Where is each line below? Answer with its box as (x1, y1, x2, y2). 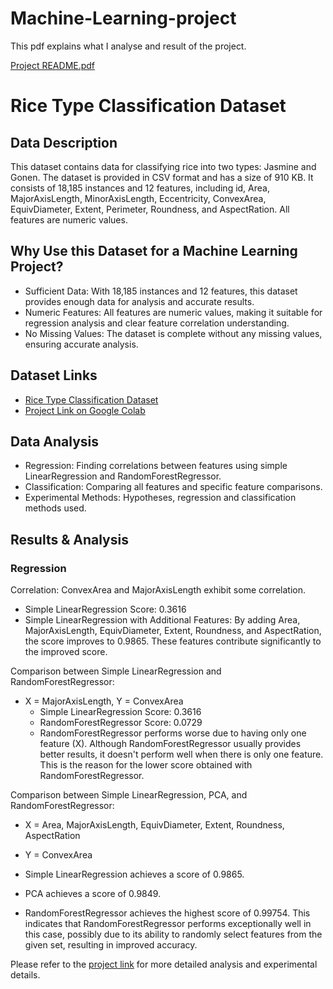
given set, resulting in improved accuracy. (24, 939, 198, 951)
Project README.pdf (10, 59, 96, 71)
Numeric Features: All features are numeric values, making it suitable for (24, 306, 323, 318)
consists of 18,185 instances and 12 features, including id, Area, (10, 182, 270, 194)
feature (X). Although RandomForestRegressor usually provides (39, 738, 302, 750)
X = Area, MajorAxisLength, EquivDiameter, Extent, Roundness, (24, 819, 285, 831)
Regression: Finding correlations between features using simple (24, 460, 288, 472)
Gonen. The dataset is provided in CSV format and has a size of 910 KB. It (10, 171, 314, 183)
